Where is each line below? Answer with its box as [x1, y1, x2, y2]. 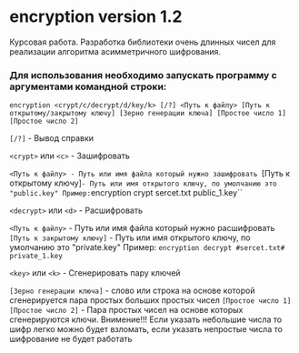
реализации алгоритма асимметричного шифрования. [9, 45, 221, 56]
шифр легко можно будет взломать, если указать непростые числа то [9, 324, 284, 335]
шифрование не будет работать [9, 334, 133, 345]
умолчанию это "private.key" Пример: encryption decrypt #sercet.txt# [9, 242, 285, 253]
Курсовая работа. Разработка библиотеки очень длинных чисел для [9, 36, 276, 47]
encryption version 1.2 [9, 6, 183, 27]
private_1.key [9, 252, 64, 261]
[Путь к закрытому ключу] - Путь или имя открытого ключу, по [9, 232, 251, 243]
